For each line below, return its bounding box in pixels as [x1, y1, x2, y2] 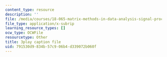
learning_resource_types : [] [5, 26, 66, 31]
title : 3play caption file [5, 40, 61, 45]
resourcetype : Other [5, 35, 48, 40]
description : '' [5, 12, 39, 17]
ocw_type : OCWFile [5, 30, 43, 35]
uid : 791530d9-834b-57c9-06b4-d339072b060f [5, 44, 97, 49]
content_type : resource [5, 7, 55, 12]
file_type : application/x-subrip [5, 21, 75, 26]
